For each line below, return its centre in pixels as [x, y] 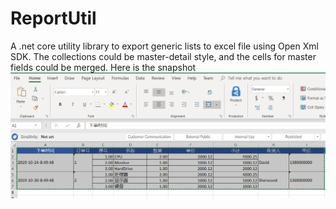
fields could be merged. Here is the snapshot [103, 67]
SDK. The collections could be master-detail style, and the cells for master [163, 56]
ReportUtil [53, 18]
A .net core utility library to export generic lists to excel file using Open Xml [164, 46]
